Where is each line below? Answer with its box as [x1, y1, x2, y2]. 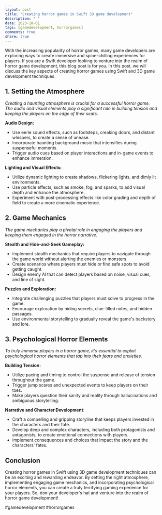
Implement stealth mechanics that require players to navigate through [12, 250, 151, 256]
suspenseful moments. [12, 145, 58, 150]
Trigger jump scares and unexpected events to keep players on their [12, 382, 148, 388]
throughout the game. [12, 377, 56, 383]
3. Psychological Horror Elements [5, 335, 108, 343]
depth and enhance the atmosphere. [12, 189, 85, 195]
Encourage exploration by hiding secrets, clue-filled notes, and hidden [12, 305, 152, 311]
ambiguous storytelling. [12, 398, 59, 403]
